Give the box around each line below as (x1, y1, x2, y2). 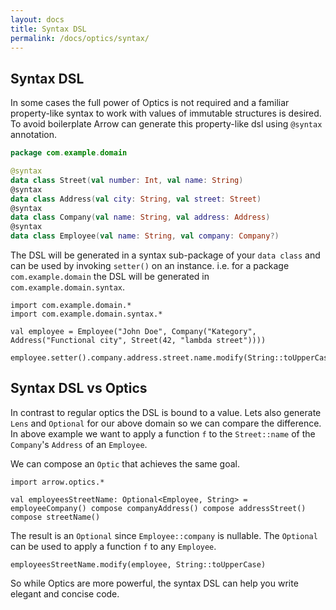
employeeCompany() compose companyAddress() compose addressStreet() (10, 503, 307, 513)
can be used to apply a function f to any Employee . (10, 540, 217, 552)
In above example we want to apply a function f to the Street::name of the (10, 427, 316, 440)
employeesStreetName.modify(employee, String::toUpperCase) (10, 559, 267, 570)
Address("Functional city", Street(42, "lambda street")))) (10, 336, 267, 346)
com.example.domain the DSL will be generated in (10, 271, 210, 283)
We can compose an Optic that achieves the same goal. (10, 457, 241, 470)
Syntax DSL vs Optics (10, 380, 148, 397)
